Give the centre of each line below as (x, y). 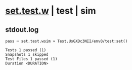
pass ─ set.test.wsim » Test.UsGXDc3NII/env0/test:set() (67, 41)
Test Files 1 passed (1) (31, 59)
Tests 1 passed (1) (26, 50)
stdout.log (22, 30)
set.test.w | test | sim (51, 11)
